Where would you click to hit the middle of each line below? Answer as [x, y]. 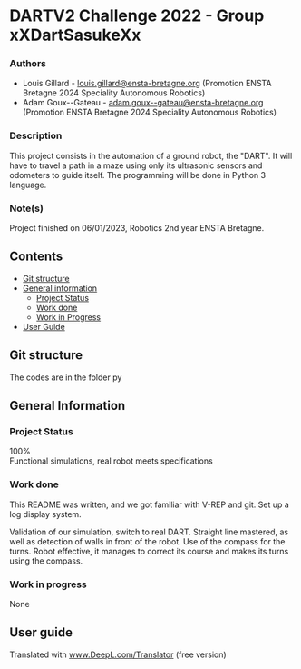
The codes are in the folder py [66, 377]
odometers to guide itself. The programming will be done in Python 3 [137, 175]
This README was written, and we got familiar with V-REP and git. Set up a [150, 504]
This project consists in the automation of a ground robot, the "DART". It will [151, 155]
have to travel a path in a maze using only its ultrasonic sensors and [136, 165]
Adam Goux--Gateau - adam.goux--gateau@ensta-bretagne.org [143, 103]
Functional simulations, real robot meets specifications [111, 461]
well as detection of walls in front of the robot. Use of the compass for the [147, 541]
